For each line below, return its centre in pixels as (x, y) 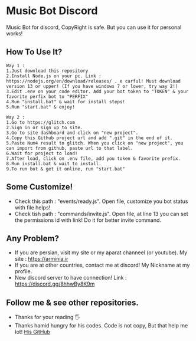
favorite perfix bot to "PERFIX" (47, 96)
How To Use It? (34, 52)
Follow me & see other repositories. (72, 302)
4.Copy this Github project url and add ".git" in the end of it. (89, 138)
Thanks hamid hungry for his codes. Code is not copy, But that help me (101, 326)
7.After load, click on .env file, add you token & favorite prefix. (94, 158)
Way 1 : (16, 65)
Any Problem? (32, 238)
